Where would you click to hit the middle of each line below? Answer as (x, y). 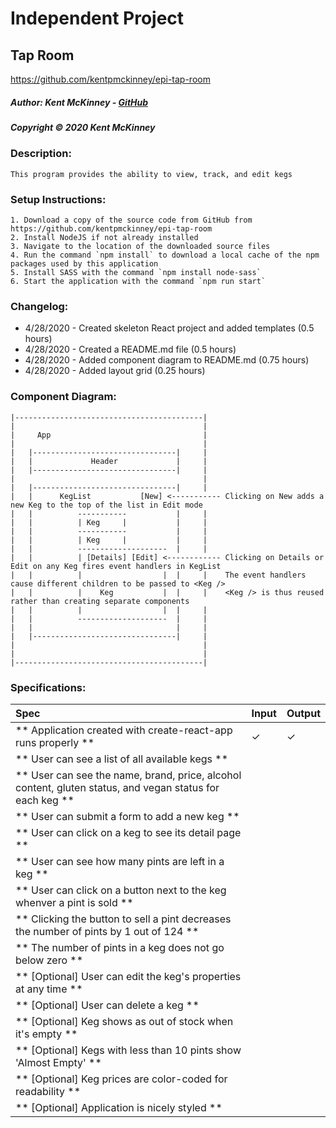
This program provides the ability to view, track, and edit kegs (151, 174)
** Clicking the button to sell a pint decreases (123, 919)
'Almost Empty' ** (58, 1062)
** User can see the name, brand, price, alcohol (128, 775)
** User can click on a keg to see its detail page (128, 832)
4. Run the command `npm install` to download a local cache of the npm (165, 255)
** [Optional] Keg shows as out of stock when (124, 1021)
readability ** (48, 1091)
